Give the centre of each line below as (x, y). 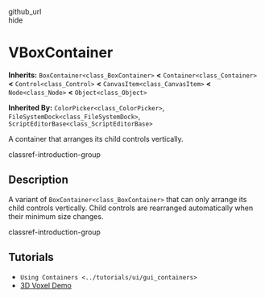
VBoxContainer (61, 53)
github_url (25, 12)
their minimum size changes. (56, 216)
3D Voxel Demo (46, 285)
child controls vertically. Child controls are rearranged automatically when (131, 208)
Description (38, 180)
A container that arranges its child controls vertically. (96, 139)
